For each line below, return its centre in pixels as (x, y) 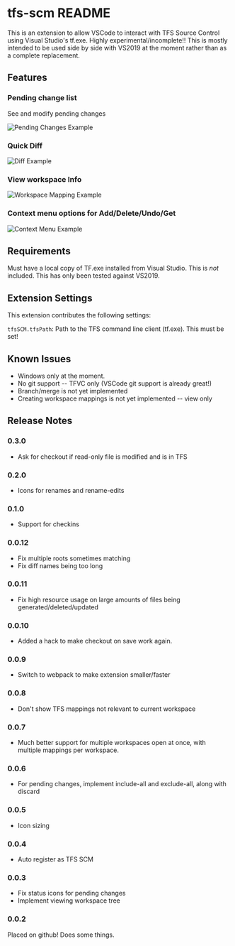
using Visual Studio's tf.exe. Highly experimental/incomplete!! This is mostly (117, 40)
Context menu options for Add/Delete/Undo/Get (92, 213)
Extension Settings (50, 298)
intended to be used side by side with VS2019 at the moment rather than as (117, 48)
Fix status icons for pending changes (71, 893)
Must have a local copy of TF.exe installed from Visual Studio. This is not (113, 268)
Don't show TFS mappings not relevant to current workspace (107, 709)
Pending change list (42, 98)
